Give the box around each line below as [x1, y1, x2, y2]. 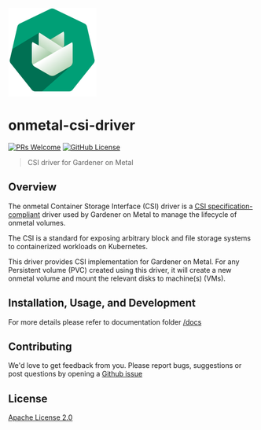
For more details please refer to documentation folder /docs [8, 317, 202, 326]
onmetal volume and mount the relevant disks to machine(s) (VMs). [8, 274, 226, 283]
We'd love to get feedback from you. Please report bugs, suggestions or [8, 361, 242, 370]
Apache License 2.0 [8, 413, 73, 422]
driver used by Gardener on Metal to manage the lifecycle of [42, 209, 237, 219]
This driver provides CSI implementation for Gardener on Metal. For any [8, 256, 240, 266]
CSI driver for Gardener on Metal [27, 157, 134, 167]
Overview [8, 181, 57, 194]
